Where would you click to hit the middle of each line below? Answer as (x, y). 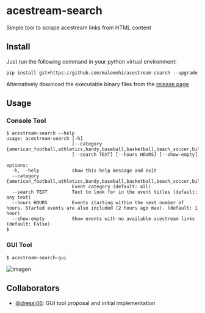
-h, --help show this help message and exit (84, 171)
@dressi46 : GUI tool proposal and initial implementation (85, 303)
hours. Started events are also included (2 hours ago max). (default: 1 (102, 208)
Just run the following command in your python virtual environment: (92, 61)
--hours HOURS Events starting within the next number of (98, 203)
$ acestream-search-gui (37, 257)
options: (17, 166)
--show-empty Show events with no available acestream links (103, 219)
